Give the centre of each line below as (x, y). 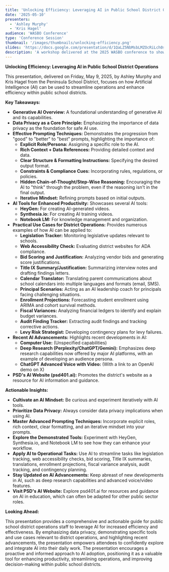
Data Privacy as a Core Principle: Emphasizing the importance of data (86, 123)
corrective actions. (39, 327)
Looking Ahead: (22, 511)
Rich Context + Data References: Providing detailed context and (87, 149)
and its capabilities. (32, 117)
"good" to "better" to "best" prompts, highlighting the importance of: (83, 139)
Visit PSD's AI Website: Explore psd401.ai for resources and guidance (86, 491)
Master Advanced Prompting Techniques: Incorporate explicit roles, (84, 421)
